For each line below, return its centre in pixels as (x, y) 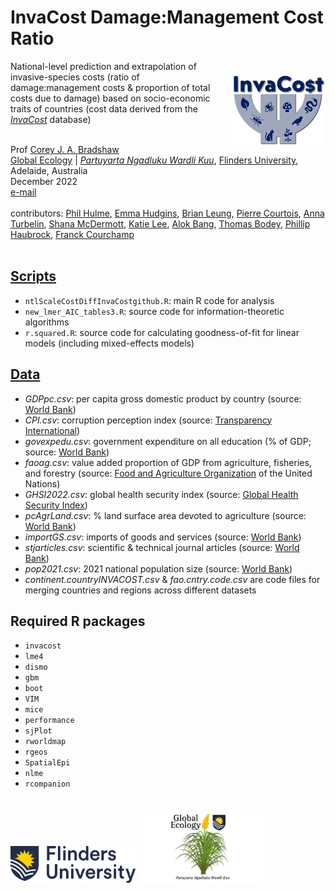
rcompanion (47, 784)
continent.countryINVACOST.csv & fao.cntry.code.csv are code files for (172, 579)
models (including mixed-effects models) (109, 343)
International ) (52, 430)
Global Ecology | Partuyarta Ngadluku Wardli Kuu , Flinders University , (154, 160)
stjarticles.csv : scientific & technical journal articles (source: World (162, 547)
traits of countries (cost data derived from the (104, 108)
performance (49, 721)
